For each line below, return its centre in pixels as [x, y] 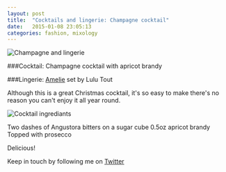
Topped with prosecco [39, 135]
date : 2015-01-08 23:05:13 [49, 26]
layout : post [26, 14]
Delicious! [22, 148]
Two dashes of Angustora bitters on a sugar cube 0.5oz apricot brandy [109, 127]
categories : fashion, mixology [53, 33]
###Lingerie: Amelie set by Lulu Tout [60, 80]
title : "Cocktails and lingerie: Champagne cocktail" [88, 20]
